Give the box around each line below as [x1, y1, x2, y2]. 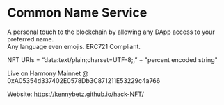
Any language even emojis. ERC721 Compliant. [7, 42, 141, 50]
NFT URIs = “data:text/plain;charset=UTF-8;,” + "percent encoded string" [7, 55, 218, 64]
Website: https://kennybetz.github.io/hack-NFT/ [7, 90, 144, 98]
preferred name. [7, 35, 54, 43]
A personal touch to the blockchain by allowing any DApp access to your [7, 28, 216, 36]
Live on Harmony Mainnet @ [7, 69, 89, 77]
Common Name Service [7, 5, 147, 21]
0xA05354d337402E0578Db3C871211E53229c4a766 [7, 76, 161, 84]
